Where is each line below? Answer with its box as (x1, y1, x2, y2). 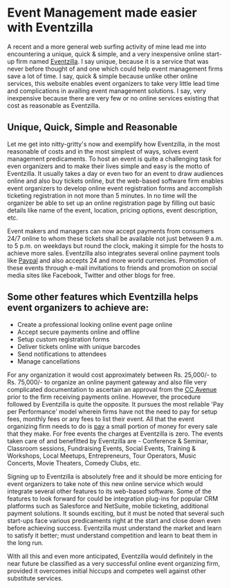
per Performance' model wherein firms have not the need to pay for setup (7, 407, 218, 416)
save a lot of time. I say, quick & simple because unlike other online (7, 71, 198, 80)
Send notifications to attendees (17, 350, 107, 358)
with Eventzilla (7, 19, 93, 35)
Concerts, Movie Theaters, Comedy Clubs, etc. (7, 458, 142, 467)
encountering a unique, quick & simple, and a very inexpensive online (7, 50, 205, 58)
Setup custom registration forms (17, 335, 110, 344)
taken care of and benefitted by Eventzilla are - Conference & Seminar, (7, 436, 209, 445)
